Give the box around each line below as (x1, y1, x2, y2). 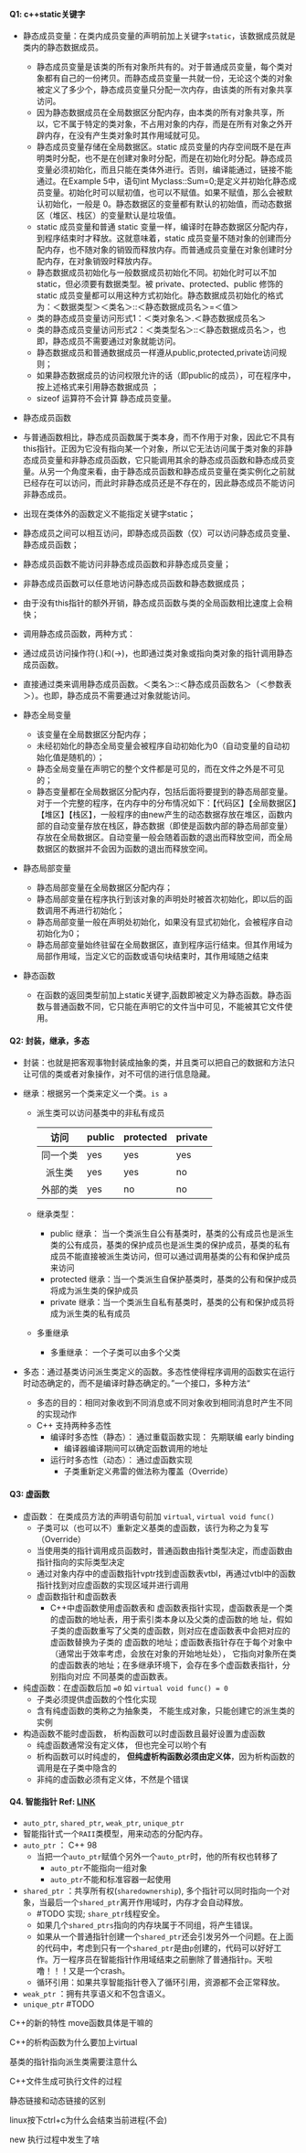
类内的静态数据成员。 (22, 42, 103, 53)
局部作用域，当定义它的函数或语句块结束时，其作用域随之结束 (36, 951, 269, 962)
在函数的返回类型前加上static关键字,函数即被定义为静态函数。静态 (36, 990, 284, 1001)
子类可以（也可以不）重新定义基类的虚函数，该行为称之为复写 (36, 1522, 269, 1533)
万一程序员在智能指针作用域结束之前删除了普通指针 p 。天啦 (52, 1954, 273, 1965)
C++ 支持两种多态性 (36, 1420, 112, 1431)
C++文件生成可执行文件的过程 (9, 2075, 122, 2086)
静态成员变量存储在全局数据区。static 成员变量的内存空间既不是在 (36, 142, 284, 153)
